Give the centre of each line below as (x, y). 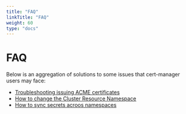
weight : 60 (20, 23)
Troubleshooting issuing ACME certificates (67, 93)
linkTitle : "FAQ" (28, 17)
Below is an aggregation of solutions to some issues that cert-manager (93, 75)
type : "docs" (22, 28)
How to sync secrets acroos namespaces (66, 105)
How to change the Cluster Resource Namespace (75, 98)
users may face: (26, 81)
